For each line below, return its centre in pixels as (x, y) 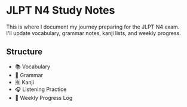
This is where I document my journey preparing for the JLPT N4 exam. (93, 27)
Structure (24, 52)
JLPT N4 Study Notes (61, 10)
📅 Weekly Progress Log (44, 97)
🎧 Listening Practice (41, 89)
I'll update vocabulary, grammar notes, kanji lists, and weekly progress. (93, 33)
